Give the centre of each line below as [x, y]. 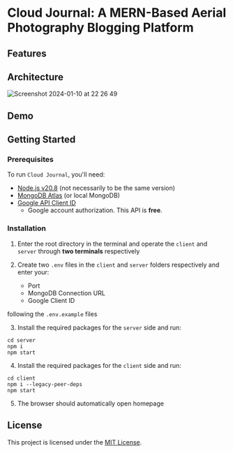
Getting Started [42, 140]
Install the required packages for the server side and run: [99, 327]
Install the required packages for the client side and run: [99, 365]
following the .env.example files [52, 314]
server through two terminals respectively [78, 251]
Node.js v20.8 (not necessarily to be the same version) [96, 188]
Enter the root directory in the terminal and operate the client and [112, 244]
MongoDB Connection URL [67, 293]
